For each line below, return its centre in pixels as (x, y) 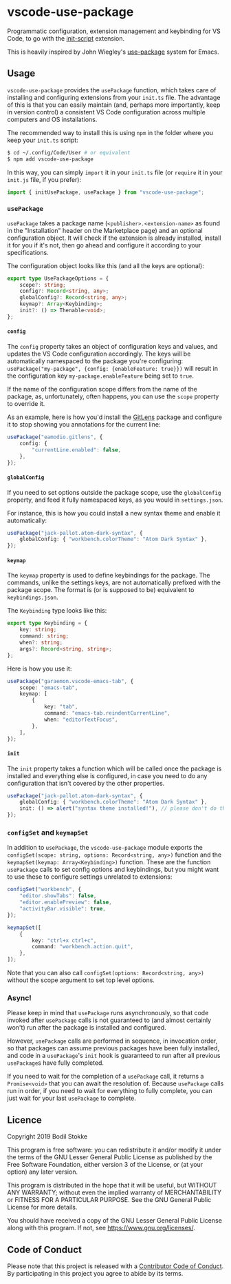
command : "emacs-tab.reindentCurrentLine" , (107, 713)
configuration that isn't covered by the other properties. (86, 783)
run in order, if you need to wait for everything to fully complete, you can (110, 1091)
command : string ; (44, 636)
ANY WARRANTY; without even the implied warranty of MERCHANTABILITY (114, 1192)
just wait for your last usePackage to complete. (71, 1098)
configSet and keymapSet (48, 833)
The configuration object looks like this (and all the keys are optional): (106, 265)
